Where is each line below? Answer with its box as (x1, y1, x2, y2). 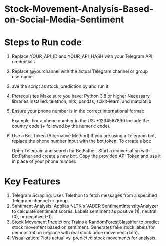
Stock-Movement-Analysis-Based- (4, 3, 154, 15)
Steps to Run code (4, 37, 82, 48)
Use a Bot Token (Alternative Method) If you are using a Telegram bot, (11, 133, 156, 139)
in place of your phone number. (11, 158, 77, 164)
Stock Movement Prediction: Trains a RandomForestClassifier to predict (11, 219, 159, 225)
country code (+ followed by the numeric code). (11, 123, 111, 129)
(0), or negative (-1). (11, 214, 53, 220)
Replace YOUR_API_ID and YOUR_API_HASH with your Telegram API (11, 53, 153, 59)
